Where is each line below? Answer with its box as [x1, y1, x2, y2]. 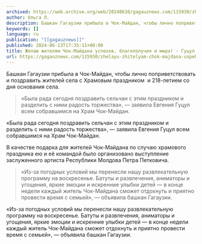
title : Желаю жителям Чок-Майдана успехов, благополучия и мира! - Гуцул [6, 48, 195, 54]
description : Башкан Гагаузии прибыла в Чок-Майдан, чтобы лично [6, 20, 173, 26]
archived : [6, 8, 31, 15]
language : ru [6, 31, 39, 37]
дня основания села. [6, 83, 60, 90]
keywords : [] [6, 25, 39, 32]
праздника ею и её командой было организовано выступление [6, 150, 170, 157]
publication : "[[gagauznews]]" [6, 37, 85, 43]
